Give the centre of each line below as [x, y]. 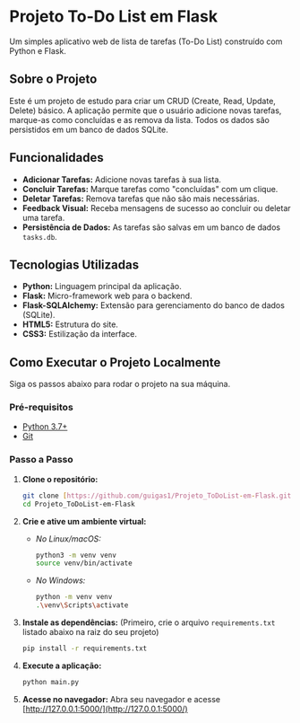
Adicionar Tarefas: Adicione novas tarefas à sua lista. [122, 179]
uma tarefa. [43, 217]
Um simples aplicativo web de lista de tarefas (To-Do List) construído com [146, 41]
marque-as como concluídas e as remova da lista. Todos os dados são [140, 119]
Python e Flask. [38, 50]
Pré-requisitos [41, 408]
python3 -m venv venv [76, 555]
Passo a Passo [41, 460]
